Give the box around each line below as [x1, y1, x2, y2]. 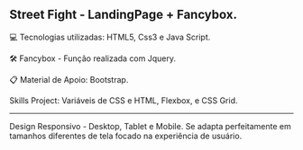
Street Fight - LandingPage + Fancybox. [9, 7, 237, 22]
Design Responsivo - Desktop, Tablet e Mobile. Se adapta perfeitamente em [9, 120, 291, 131]
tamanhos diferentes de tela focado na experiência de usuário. [9, 130, 243, 141]
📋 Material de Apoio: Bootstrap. [9, 74, 129, 84]
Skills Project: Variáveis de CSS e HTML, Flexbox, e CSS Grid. [9, 94, 238, 106]
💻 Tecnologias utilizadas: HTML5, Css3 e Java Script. [9, 31, 211, 42]
